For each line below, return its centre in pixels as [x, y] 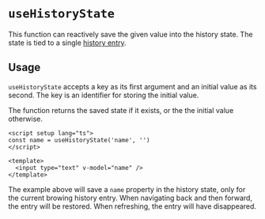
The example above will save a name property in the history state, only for [127, 189]
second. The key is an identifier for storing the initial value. [104, 95]
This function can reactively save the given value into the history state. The [131, 34]
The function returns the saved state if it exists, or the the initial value [121, 110]
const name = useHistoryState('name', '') [79, 140]
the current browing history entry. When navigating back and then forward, [131, 198]
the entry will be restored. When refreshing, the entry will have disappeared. [132, 206]
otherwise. [26, 119]
